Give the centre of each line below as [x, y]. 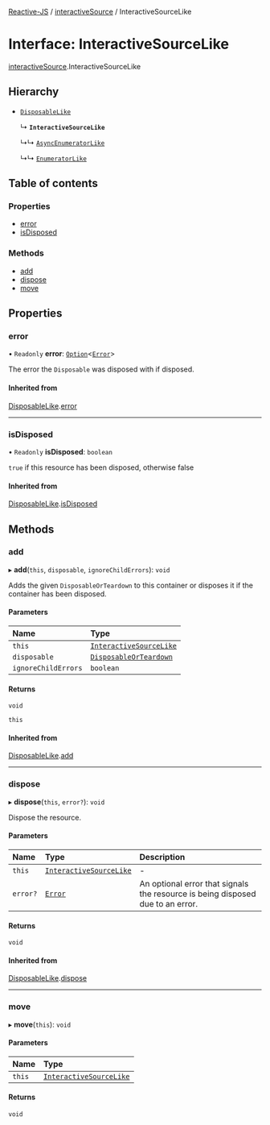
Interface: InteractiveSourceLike [119, 44]
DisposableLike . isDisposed [53, 504]
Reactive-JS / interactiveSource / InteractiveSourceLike [100, 12]
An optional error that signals [194, 883]
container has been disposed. [57, 594]
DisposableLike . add [41, 756]
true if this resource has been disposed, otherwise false [101, 467]
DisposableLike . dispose [47, 978]
